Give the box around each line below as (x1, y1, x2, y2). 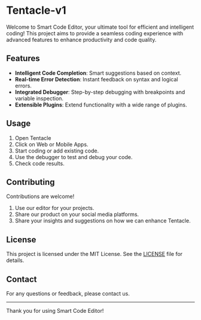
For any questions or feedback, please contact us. (6, 290, 130, 297)
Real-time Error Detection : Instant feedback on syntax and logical (14, 75, 178, 83)
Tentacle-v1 (6, 4, 66, 17)
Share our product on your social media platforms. (14, 211, 139, 218)
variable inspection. (14, 95, 64, 102)
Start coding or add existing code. (14, 147, 99, 154)
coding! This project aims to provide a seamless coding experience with (6, 29, 184, 36)
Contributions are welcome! (6, 193, 75, 200)
